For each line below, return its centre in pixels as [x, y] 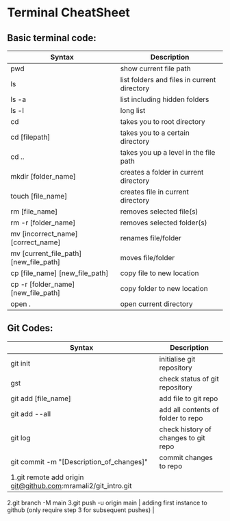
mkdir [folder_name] [43, 176]
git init [21, 363]
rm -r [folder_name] [43, 223]
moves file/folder [148, 258]
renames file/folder [151, 238]
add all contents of [189, 409]
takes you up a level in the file [168, 152]
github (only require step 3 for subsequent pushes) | [81, 510]
